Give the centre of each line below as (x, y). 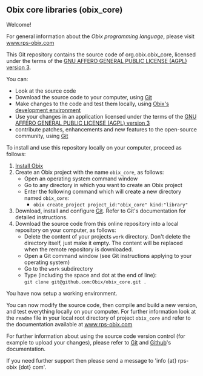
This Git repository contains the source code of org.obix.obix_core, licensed (101, 54)
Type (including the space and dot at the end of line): (90, 275)
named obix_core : (47, 198)
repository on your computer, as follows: (65, 230)
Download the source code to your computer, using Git (84, 97)
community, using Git (42, 136)
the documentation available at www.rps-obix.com (69, 324)
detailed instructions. (41, 217)
